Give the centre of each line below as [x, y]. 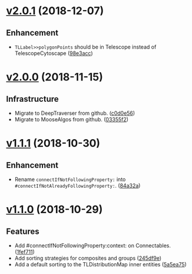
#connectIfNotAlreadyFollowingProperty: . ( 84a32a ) [77, 186]
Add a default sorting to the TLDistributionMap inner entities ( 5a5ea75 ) [100, 264]
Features [23, 231]
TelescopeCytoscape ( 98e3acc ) [54, 53]
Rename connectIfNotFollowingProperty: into [70, 179]
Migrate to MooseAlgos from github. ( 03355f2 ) [71, 119]
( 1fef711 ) [25, 252]
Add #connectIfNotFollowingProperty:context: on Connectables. [93, 246]
